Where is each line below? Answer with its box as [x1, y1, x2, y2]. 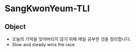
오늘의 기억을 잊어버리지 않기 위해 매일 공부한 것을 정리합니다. [11, 36, 132, 42]
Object [4, 23, 26, 31]
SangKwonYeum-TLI [4, 3, 90, 14]
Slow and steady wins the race [11, 42, 75, 47]
